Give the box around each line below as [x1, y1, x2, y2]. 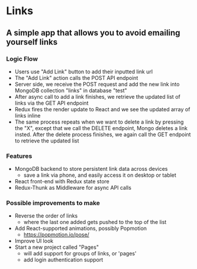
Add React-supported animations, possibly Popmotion [14, 225, 147, 232]
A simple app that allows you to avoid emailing [6, 28, 180, 38]
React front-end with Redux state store [14, 178, 109, 185]
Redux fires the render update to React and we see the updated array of [14, 105, 190, 113]
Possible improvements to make [6, 199, 101, 208]
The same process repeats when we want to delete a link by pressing [14, 118, 184, 125]
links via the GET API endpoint [14, 99, 89, 106]
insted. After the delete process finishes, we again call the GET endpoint [14, 131, 191, 138]
